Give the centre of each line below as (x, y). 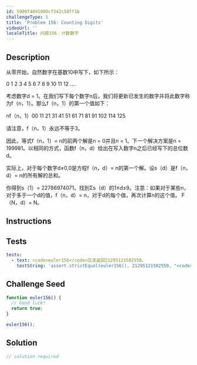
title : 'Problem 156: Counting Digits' (55, 22)
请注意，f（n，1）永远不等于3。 (45, 128)
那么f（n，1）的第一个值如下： (73, 103)
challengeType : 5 (27, 17)
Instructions (29, 221)
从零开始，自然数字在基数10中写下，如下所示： (63, 72)
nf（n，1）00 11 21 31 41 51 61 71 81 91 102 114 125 (66, 116)
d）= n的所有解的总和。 (35, 175)
